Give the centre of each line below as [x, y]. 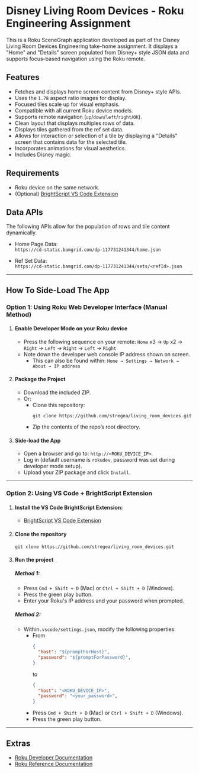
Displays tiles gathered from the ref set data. [69, 129]
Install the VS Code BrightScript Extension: [69, 507]
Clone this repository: [59, 405]
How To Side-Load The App [58, 290]
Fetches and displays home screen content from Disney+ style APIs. [98, 91]
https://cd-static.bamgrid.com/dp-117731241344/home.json [88, 250]
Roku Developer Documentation [54, 757]
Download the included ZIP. [57, 392]
